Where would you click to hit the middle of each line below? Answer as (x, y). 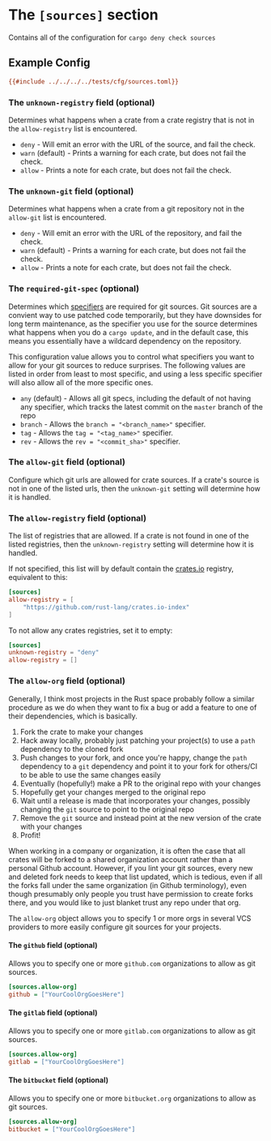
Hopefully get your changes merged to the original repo (113, 791)
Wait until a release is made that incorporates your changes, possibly (135, 800)
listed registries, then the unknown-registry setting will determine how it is (131, 544)
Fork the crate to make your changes (82, 731)
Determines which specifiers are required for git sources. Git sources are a (133, 307)
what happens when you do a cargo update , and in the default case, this (129, 332)
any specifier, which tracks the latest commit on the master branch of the (141, 406)
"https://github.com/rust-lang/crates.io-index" (106, 607)
